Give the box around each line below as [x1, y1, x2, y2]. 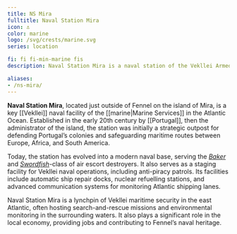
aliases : [7, 75, 33, 82]
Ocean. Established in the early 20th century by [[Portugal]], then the [7, 116, 209, 124]
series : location [7, 43, 59, 50]
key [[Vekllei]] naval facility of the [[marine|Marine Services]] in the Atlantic [7, 109, 226, 117]
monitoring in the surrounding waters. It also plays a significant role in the [7, 211, 221, 219]
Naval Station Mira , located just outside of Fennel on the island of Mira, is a [7, 101, 227, 109]
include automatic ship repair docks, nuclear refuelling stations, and [7, 174, 205, 183]
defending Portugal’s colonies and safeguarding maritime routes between [7, 131, 221, 140]
